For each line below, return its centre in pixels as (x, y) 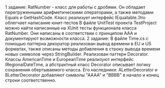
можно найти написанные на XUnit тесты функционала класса (71, 28)
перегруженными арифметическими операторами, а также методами (79, 12)
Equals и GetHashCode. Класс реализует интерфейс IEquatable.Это (75, 17)
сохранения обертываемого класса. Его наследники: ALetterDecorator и (81, 70)
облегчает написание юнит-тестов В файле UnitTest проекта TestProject (81, 23)
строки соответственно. (31, 80)
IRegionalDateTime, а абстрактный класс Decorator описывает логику (78, 64)
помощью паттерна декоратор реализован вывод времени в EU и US (78, 44)
